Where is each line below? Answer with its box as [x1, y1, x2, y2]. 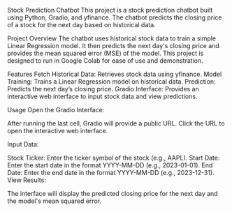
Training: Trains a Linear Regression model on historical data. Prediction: [7, 77, 216, 86]
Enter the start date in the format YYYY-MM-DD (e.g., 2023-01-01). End [7, 161, 213, 169]
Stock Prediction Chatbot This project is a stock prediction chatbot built [7, 6, 213, 14]
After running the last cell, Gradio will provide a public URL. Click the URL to [7, 119, 225, 128]
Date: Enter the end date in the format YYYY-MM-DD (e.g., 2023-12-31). [7, 169, 215, 176]
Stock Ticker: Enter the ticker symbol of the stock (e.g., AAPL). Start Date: [7, 153, 220, 162]
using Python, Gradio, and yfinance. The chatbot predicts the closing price [7, 13, 222, 22]
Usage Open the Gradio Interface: [7, 106, 105, 114]
